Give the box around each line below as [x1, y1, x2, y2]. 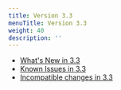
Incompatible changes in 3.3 [19, 72, 113, 82]
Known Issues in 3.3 [19, 65, 86, 74]
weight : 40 [8, 26, 45, 34]
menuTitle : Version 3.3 [8, 19, 88, 27]
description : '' [8, 33, 62, 42]
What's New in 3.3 [19, 56, 80, 65]
